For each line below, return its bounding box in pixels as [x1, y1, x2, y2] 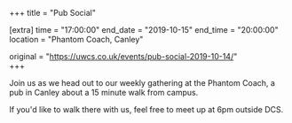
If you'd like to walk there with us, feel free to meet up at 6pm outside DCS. [9, 104, 284, 114]
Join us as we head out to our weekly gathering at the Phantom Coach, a [9, 78, 275, 88]
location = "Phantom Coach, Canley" [9, 35, 144, 44]
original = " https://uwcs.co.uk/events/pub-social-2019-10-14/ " [9, 51, 238, 61]
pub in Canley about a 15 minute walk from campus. [9, 88, 199, 97]
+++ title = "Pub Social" [9, 8, 96, 18]
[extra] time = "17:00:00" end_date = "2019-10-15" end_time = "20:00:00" [9, 25, 279, 35]
